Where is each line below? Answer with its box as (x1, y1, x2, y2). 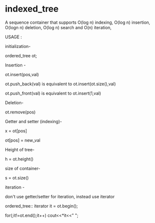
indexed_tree (5, 3, 59, 15)
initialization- (5, 43, 31, 49)
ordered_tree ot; (5, 52, 37, 59)
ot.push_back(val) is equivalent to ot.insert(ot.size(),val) (5, 81, 116, 87)
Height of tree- (5, 146, 35, 152)
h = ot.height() (5, 156, 34, 162)
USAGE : (5, 34, 22, 40)
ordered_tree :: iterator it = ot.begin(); (5, 203, 78, 209)
